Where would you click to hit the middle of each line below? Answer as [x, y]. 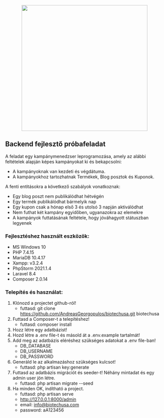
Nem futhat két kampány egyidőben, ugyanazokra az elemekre [78, 212]
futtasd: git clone [37, 308]
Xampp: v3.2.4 [28, 263]
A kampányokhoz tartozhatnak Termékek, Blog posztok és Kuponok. [83, 177]
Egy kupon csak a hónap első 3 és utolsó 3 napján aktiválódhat [78, 207]
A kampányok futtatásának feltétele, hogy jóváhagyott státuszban [80, 218]
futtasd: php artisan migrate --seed [57, 383]
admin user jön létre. [34, 378]
